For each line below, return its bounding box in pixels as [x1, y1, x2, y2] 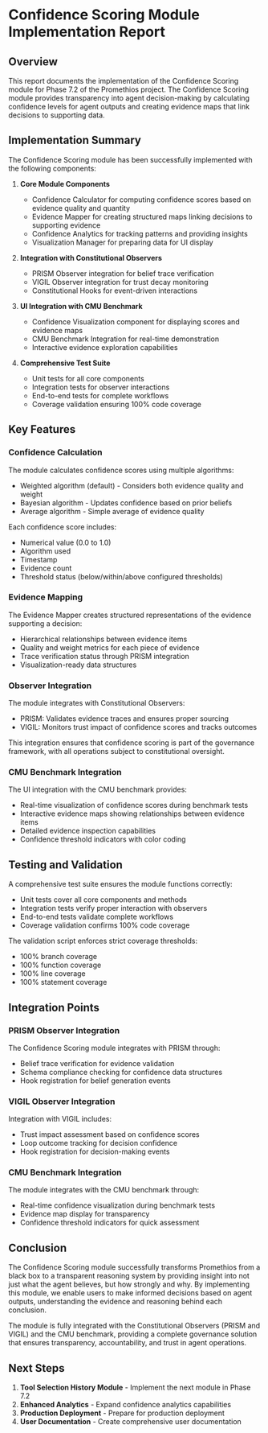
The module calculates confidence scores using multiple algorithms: [8, 465, 234, 475]
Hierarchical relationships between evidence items [19, 634, 188, 644]
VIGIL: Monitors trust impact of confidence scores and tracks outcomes [19, 723, 258, 732]
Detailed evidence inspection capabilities [19, 826, 156, 836]
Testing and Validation [8, 858, 123, 871]
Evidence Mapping [8, 591, 83, 603]
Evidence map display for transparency [19, 1209, 150, 1219]
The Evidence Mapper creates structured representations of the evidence [8, 610, 252, 620]
